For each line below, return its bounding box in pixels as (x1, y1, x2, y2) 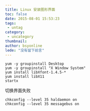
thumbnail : (5, 39, 27, 44)
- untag (7, 25, 23, 30)
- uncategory (7, 35, 34, 39)
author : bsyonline (5, 43, 42, 48)
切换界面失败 (5, 87, 31, 93)
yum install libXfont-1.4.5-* (5, 70, 67, 74)
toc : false (5, 12, 27, 17)
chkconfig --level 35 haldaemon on (5, 97, 77, 102)
